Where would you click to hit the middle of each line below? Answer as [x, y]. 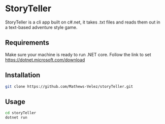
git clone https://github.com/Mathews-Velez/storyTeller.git [69, 86]
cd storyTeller [21, 113]
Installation [23, 75]
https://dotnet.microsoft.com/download [45, 60]
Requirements [27, 43]
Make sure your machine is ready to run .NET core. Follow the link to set [78, 54]
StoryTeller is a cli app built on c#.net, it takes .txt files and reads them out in [83, 22]
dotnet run [16, 118]
